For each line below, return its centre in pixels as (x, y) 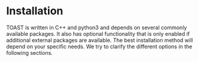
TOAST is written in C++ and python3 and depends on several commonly (97, 27)
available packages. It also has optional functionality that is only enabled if (98, 33)
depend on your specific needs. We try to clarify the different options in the (99, 46)
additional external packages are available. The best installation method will (100, 40)
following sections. (29, 52)
